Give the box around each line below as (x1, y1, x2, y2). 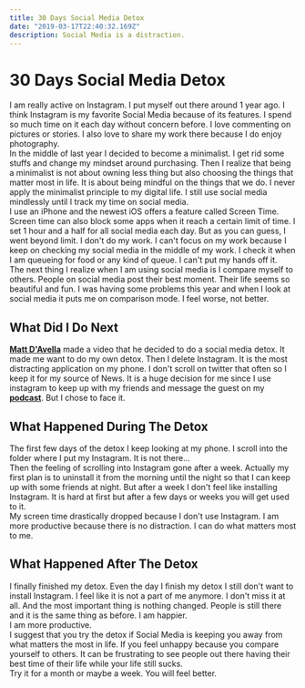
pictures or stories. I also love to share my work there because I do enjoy (9, 128, 282, 139)
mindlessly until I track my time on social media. (9, 197, 189, 208)
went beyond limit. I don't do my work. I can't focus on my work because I (9, 235, 287, 246)
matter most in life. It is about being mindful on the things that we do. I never (9, 177, 296, 188)
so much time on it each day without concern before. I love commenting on (9, 119, 291, 130)
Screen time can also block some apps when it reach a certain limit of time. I (9, 216, 296, 227)
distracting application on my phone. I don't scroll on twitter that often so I (9, 364, 287, 375)
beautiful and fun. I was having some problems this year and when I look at (9, 283, 291, 294)
